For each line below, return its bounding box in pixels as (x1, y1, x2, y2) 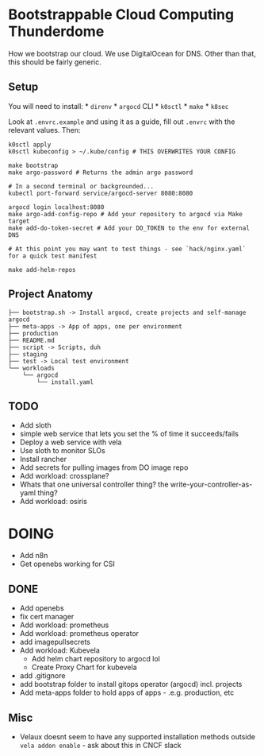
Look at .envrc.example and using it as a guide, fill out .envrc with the (8, 117, 235, 126)
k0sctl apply (8, 141, 52, 149)
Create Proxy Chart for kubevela (31, 662, 137, 673)
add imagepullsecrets (19, 638, 91, 647)
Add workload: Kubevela (19, 646, 101, 655)
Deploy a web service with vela (19, 437, 122, 447)
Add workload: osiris (19, 497, 87, 506)
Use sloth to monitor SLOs (19, 446, 105, 456)
